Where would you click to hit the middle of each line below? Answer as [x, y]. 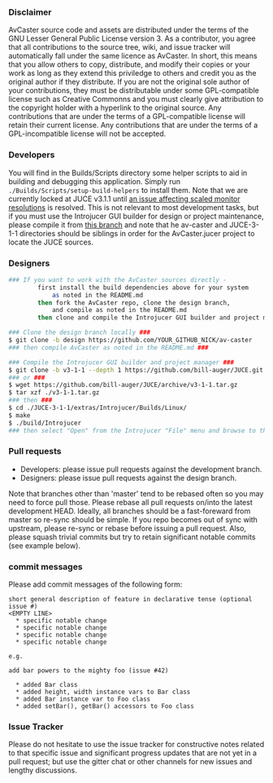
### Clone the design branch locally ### [80, 332]
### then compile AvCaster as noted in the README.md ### [108, 348]
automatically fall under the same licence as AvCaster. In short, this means [133, 56]
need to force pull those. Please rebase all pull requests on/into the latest [131, 502]
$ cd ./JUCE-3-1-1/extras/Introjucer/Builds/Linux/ [97, 408]
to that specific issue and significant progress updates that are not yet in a [133, 753]
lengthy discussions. [43, 770]
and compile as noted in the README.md [119, 310]
